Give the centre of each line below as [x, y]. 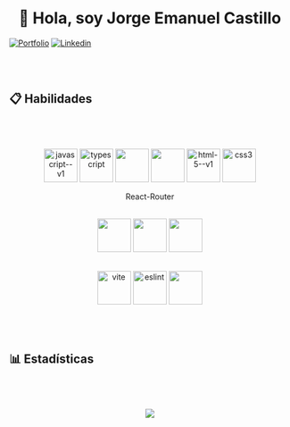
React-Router [150, 197]
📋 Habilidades [51, 99]
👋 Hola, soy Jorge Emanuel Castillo [150, 18]
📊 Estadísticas [52, 360]
